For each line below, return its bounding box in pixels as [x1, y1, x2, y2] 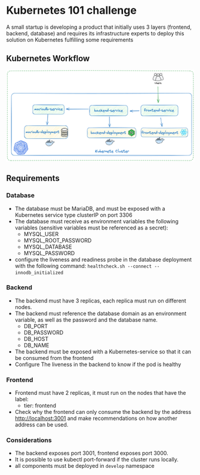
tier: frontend [23, 402, 57, 409]
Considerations [6, 436, 52, 444]
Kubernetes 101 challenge [6, 4, 137, 17]
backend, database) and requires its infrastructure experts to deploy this [6, 29, 184, 37]
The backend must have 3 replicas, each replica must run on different [14, 297, 186, 304]
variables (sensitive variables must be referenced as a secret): [14, 224, 168, 231]
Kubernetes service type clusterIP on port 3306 [14, 211, 133, 219]
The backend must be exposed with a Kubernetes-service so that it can [14, 348, 192, 355]
